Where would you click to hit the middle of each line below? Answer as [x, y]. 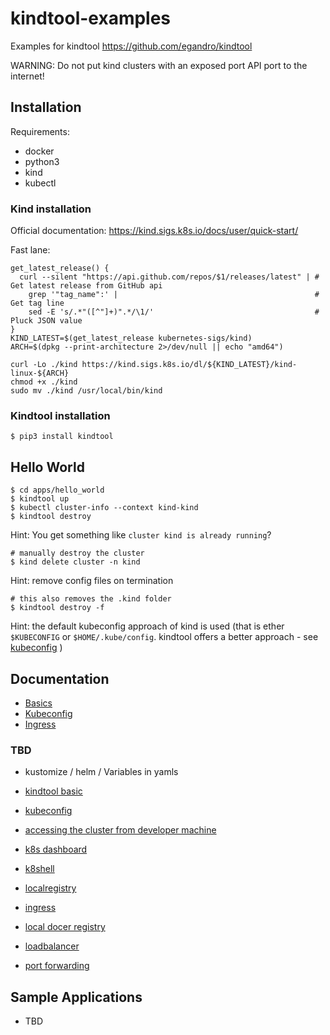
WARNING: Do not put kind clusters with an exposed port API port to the [159, 65]
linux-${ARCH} [40, 373]
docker [39, 151]
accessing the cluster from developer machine [120, 830]
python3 [42, 161]
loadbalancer [52, 946]
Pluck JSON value [46, 321]
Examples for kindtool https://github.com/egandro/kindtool [131, 46]
